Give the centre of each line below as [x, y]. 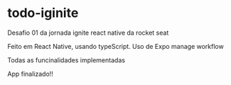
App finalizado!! [30, 74]
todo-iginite [43, 13]
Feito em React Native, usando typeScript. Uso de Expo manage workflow [116, 46]
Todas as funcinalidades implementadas [66, 60]
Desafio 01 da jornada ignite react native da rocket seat [88, 33]
